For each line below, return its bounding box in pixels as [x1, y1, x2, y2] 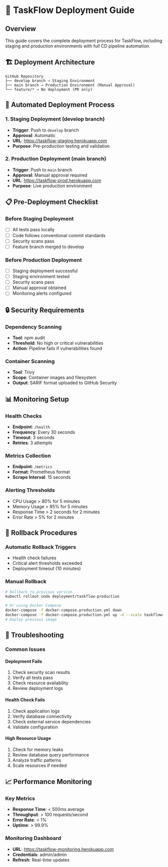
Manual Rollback [5, 578, 46, 585]
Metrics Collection [5, 452, 51, 459]
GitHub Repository [5, 74, 43, 79]
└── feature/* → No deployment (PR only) [5, 87, 93, 92]
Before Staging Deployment [5, 215, 74, 222]
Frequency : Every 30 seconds [12, 429, 75, 435]
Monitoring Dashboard [5, 835, 61, 842]
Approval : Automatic [12, 132, 56, 138]
